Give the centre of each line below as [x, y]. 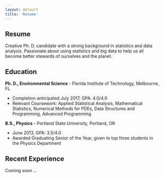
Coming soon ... [21, 170]
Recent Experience [35, 159]
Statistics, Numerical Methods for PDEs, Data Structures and [73, 109]
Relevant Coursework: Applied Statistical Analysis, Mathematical [77, 103]
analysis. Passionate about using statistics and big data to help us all [74, 51]
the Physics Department [37, 143]
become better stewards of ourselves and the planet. [59, 56]
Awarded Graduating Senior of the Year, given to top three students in [82, 138]
